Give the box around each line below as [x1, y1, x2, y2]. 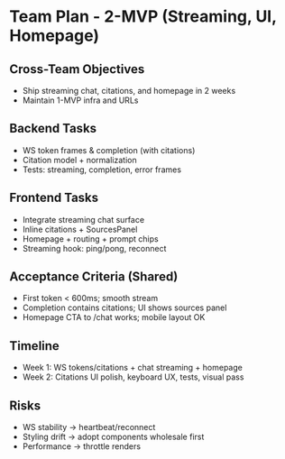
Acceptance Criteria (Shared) [9, 269, 179, 285]
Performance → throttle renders [22, 441, 142, 452]
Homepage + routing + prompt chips [22, 233, 160, 244]
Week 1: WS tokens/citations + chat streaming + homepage [22, 363, 244, 373]
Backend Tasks [9, 121, 97, 136]
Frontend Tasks [9, 190, 99, 206]
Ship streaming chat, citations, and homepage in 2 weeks [22, 86, 236, 96]
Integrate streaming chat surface [22, 214, 145, 225]
